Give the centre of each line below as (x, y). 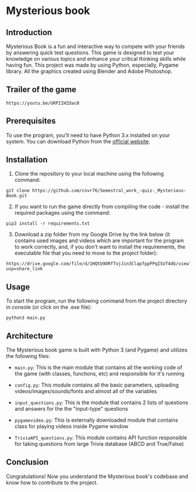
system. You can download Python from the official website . (78, 141)
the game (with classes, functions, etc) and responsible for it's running (99, 374)
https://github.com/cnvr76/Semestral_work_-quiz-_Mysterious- (109, 191)
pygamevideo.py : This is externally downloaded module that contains (96, 420)
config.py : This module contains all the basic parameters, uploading (97, 385)
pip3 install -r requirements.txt (48, 223)
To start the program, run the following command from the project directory (97, 301)
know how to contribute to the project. (52, 482)
